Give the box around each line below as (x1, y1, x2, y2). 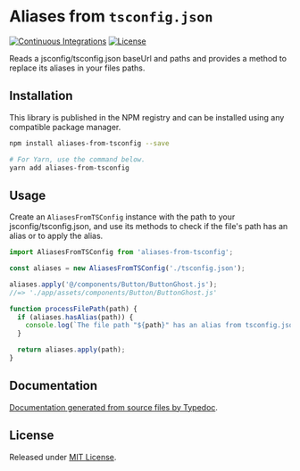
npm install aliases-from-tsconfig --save (9, 138, 170, 148)
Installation (9, 88, 73, 103)
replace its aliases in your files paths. (9, 62, 146, 73)
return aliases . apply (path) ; (17, 345, 126, 354)
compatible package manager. (9, 121, 121, 132)
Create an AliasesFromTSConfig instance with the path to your (9, 211, 236, 222)
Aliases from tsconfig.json (9, 6, 213, 27)
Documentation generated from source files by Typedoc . (9, 401, 219, 412)
